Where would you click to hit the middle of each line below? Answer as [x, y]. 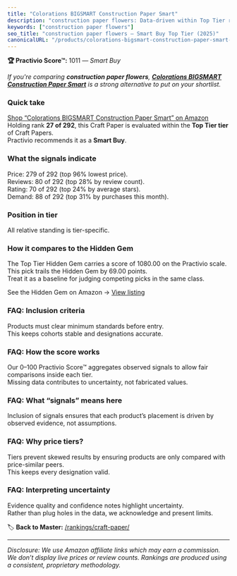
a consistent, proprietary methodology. [64, 565]
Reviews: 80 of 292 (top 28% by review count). [76, 181]
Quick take [26, 103]
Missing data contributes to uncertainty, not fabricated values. [98, 382]
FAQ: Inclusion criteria [46, 311]
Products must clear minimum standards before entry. [86, 326]
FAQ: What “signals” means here [65, 400]
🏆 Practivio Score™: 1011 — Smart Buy [64, 61]
